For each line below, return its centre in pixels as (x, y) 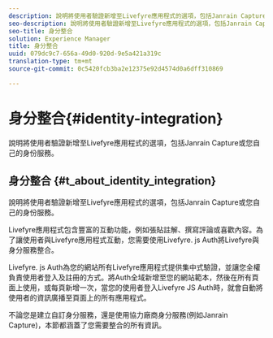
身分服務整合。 (33, 249)
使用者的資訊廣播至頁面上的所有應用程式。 (80, 297)
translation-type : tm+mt (50, 62)
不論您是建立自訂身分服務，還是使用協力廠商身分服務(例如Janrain (119, 314)
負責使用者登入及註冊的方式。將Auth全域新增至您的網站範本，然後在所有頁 (134, 277)
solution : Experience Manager (60, 39)
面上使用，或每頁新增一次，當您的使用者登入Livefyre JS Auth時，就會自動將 (136, 287)
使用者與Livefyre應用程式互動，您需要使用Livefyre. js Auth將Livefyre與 (141, 240)
